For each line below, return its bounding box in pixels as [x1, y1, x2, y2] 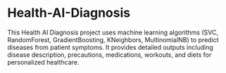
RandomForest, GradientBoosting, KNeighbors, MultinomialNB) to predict [7, 35, 220, 44]
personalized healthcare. [7, 58, 80, 66]
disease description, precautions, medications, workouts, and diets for [7, 51, 212, 59]
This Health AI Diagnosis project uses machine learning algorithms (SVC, [7, 28, 218, 36]
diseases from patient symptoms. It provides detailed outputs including [7, 43, 213, 51]
